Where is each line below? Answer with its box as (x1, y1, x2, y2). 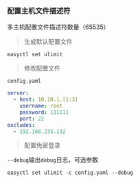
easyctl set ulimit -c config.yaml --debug (7, 169, 134, 176)
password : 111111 (19, 108, 69, 116)
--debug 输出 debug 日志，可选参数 (7, 156, 98, 164)
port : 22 (19, 115, 45, 122)
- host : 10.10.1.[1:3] (13, 96, 78, 103)
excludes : (7, 121, 36, 128)
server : (7, 90, 30, 97)
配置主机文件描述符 (7, 5, 71, 15)
